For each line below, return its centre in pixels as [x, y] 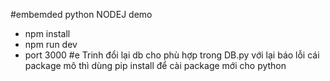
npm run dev [51, 44]
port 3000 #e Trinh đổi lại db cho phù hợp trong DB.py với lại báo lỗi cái [172, 55]
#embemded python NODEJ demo [81, 14]
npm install [47, 33]
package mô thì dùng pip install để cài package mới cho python [155, 65]
